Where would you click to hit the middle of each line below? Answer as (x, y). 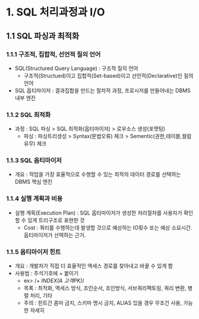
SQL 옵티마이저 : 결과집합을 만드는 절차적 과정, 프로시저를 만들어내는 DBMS (103, 90)
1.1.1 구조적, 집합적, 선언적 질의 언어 (53, 54)
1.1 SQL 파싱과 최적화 (43, 36)
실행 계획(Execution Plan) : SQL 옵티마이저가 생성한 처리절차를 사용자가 (98, 213)
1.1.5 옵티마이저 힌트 (34, 251)
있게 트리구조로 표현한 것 (56, 220)
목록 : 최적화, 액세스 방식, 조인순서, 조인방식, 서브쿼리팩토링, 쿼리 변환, (105, 288)
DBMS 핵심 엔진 (34, 182)
